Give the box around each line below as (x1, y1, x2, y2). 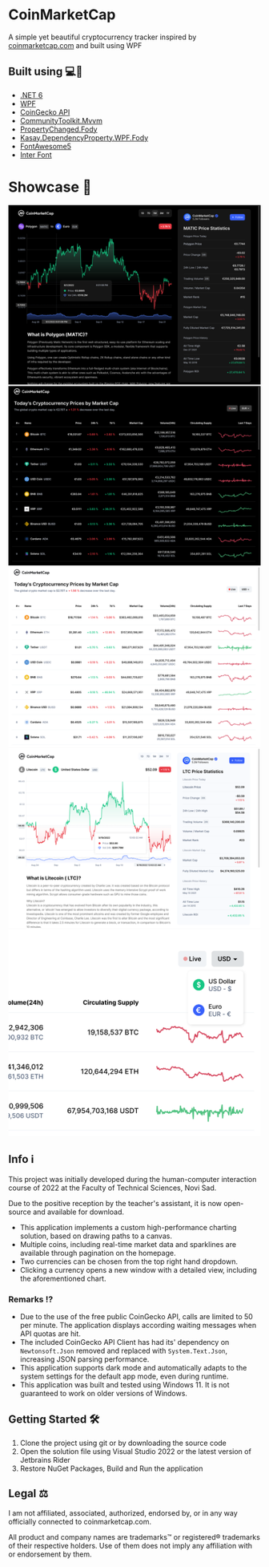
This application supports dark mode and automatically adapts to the (19, 1363, 247, 1372)
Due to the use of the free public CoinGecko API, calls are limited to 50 (19, 1312, 254, 1321)
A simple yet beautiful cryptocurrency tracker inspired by (8, 32, 197, 42)
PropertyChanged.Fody (19, 124, 98, 134)
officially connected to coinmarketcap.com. (8, 1516, 152, 1526)
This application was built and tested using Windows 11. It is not (19, 1380, 230, 1389)
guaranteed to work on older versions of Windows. (19, 1389, 188, 1398)
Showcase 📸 (8, 178, 92, 196)
